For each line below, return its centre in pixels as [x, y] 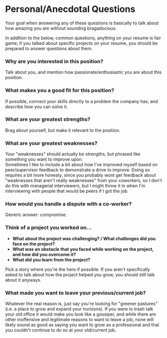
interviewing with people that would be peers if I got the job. [67, 191]
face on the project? [34, 244]
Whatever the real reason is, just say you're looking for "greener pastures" [82, 304]
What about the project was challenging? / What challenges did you [84, 238]
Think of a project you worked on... [49, 227]
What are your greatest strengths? [48, 119]
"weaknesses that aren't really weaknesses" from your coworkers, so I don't [83, 181]
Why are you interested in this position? [54, 61]
